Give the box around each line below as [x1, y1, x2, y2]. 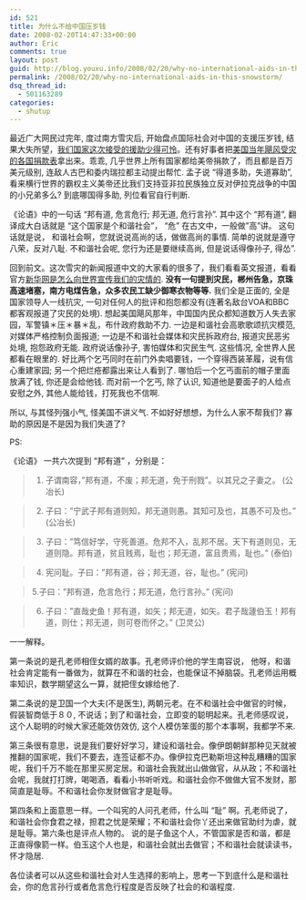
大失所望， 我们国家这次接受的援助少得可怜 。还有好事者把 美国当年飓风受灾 [16, 144, 297, 155]
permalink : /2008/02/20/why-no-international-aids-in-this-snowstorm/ [9, 73, 283, 82]
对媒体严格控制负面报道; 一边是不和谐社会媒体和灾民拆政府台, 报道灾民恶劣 [9, 331, 291, 342]
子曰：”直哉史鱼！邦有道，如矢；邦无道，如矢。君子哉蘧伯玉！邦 [45, 606, 289, 617]
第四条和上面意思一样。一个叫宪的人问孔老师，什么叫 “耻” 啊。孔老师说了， [9, 805, 293, 816]
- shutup [17, 107, 51, 116]
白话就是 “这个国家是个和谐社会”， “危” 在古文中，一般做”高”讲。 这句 [33, 220, 295, 231]
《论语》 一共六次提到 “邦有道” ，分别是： [9, 455, 168, 466]
